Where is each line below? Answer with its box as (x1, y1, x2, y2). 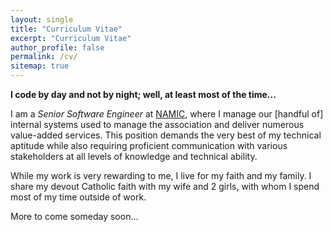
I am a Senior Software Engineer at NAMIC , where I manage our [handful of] (10, 108, 324, 120)
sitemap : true (10, 61, 70, 71)
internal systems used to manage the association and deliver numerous (10, 119, 305, 130)
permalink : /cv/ (10, 52, 78, 62)
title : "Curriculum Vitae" (10, 24, 123, 34)
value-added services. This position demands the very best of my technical (10, 129, 322, 141)
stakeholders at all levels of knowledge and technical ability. (10, 151, 258, 162)
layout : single (10, 14, 74, 25)
